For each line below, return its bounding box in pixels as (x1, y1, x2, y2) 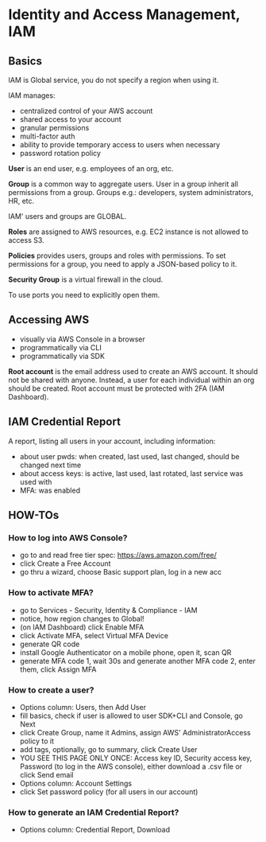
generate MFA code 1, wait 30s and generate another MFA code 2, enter (19, 656, 256, 665)
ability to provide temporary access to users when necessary (19, 140, 221, 149)
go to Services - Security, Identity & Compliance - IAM (19, 605, 198, 614)
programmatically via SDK (19, 351, 106, 361)
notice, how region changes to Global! (19, 614, 145, 623)
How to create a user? (8, 684, 94, 696)
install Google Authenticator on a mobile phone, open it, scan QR (19, 647, 232, 657)
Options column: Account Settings (19, 778, 133, 788)
